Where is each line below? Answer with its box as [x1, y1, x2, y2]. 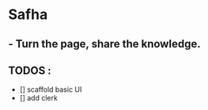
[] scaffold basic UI [19, 85, 82, 94]
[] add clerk [19, 93, 58, 103]
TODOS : [8, 63, 51, 77]
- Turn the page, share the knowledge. [8, 37, 201, 51]
